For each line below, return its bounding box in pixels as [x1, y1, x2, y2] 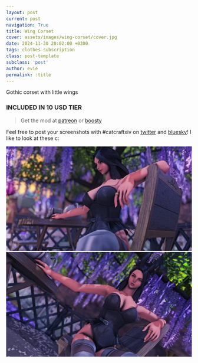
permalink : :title [6, 71, 51, 78]
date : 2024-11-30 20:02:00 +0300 [6, 41, 88, 47]
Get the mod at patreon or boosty [20, 117, 102, 124]
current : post [6, 15, 41, 22]
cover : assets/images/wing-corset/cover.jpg [6, 34, 117, 41]
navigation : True [6, 22, 49, 28]
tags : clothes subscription [6, 47, 75, 53]
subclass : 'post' [6, 59, 49, 65]
